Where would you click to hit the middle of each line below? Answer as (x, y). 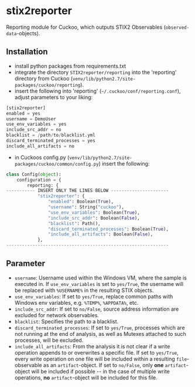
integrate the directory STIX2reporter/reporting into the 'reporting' (95, 72)
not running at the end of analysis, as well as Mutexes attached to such (100, 334)
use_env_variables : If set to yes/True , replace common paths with (94, 296)
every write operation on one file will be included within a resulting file (101, 359)
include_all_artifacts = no (40, 146)
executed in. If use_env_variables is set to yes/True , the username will (99, 284)
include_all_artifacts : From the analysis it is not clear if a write (92, 346)
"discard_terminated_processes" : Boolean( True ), (108, 229)
